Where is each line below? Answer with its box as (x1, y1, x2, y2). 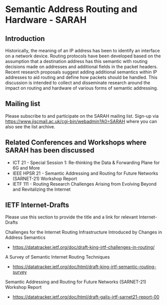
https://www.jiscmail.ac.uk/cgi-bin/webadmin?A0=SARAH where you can (5, 118, 157, 124)
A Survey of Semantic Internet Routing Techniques (5, 254, 110, 260)
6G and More (12, 165, 40, 171)
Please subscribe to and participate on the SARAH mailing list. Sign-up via (5, 113, 159, 119)
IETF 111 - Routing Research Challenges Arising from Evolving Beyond (12, 181, 157, 187)
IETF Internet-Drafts (5, 201, 69, 209)
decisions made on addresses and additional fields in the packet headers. (5, 64, 158, 69)
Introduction (5, 34, 45, 43)
